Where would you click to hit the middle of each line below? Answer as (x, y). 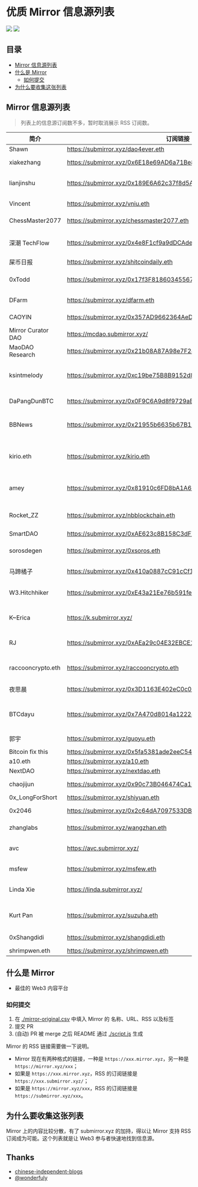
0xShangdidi (27, 937)
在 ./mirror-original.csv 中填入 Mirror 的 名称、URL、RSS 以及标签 (94, 1019)
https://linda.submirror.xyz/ (105, 889)
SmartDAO (24, 533)
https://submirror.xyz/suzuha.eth (113, 915)
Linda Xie (22, 889)
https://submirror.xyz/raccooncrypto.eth (123, 668)
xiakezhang (25, 162)
